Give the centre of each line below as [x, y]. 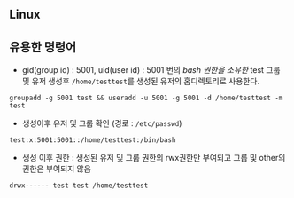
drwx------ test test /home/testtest [79, 186]
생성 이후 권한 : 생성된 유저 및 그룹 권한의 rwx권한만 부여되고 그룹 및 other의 [154, 158]
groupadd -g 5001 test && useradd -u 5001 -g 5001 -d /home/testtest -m [146, 98]
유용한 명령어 [43, 47]
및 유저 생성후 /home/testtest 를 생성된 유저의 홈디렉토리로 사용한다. [140, 81]
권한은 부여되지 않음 [56, 169]
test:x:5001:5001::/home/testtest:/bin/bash [93, 140]
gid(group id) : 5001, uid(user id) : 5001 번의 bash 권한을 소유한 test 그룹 [151, 70]
